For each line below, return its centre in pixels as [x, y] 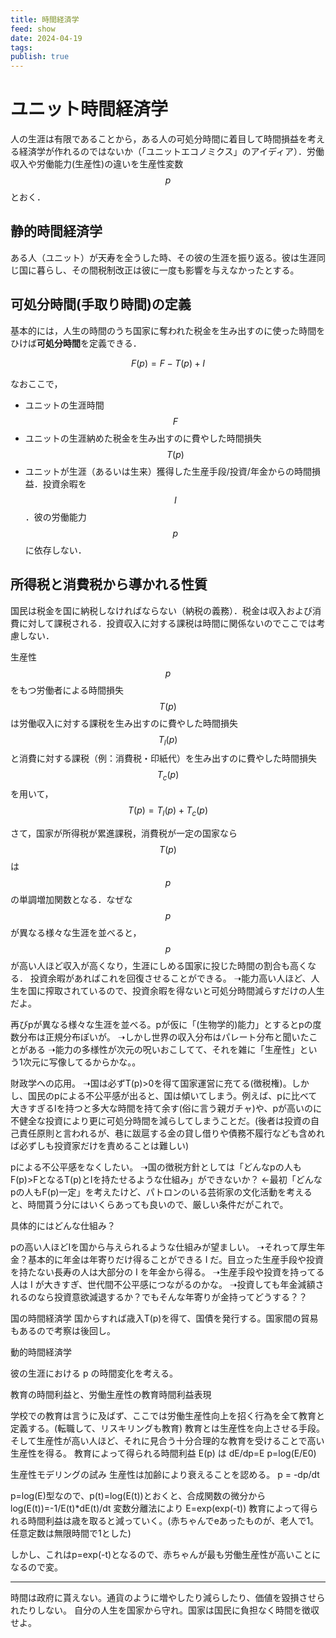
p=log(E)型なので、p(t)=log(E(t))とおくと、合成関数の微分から [138, 1495]
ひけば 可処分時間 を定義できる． [76, 343]
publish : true [40, 57]
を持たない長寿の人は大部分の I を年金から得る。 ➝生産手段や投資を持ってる [167, 1272]
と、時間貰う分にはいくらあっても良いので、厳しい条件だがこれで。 [149, 1204]
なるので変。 [36, 1567]
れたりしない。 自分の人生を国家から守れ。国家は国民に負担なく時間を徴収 [165, 1610]
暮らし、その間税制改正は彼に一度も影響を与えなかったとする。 [168, 270]
